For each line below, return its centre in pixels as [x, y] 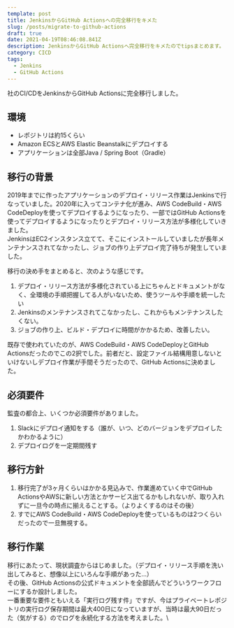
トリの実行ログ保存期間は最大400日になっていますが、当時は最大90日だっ [115, 608]
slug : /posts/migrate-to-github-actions [67, 27]
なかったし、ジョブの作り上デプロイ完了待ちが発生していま [141, 248]
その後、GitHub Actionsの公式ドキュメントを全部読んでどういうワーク [108, 583]
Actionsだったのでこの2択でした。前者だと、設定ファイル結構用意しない [112, 353]
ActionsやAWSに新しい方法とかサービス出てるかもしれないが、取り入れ [121, 497]
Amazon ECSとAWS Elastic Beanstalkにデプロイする [93, 144]
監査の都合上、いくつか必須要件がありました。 [74, 413]
